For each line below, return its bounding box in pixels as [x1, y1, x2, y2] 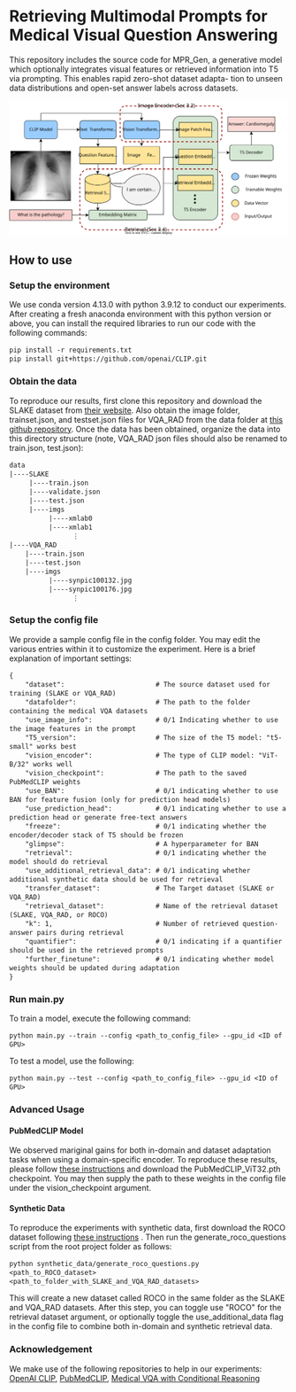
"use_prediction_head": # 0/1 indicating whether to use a [25, 804, 287, 813]
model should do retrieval [9, 857, 109, 866]
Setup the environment [9, 279, 110, 292]
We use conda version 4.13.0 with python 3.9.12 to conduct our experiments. [9, 299, 287, 310]
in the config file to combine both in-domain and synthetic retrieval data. [9, 1321, 273, 1332]
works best [36, 742, 77, 750]
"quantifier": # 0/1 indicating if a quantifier [25, 937, 283, 945]
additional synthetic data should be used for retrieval [9, 875, 224, 883]
